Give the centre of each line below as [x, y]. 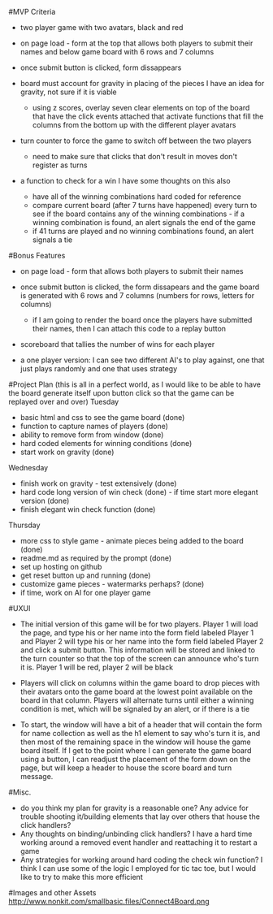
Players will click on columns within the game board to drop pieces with [140, 683]
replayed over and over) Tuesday [64, 402]
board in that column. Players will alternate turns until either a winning [137, 700]
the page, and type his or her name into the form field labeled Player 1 [137, 632]
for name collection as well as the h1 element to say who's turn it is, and [140, 733]
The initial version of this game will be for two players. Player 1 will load [139, 624]
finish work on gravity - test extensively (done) [98, 483]
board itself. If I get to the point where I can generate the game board [136, 750]
